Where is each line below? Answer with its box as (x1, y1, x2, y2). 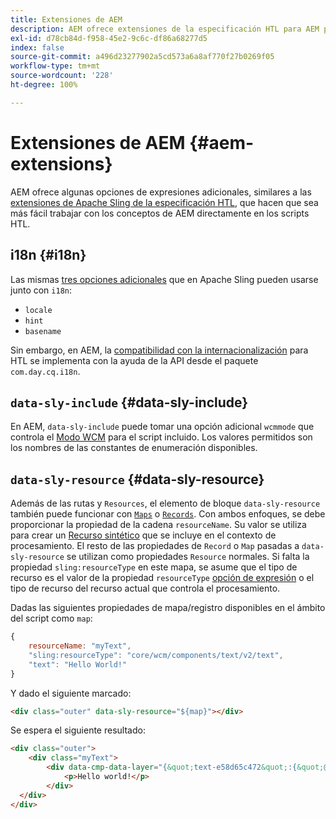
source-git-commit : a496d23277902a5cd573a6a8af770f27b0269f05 (10, 52, 275, 62)
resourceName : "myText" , (28, 641, 132, 651)
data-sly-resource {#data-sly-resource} (10, 471, 265, 488)
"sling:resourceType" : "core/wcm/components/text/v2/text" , (28, 650, 284, 660)
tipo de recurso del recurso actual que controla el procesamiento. (10, 582, 281, 595)
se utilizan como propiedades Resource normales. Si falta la (66, 551, 310, 563)
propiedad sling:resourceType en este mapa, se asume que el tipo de (10, 561, 298, 573)
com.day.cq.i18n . (10, 365, 81, 377)
